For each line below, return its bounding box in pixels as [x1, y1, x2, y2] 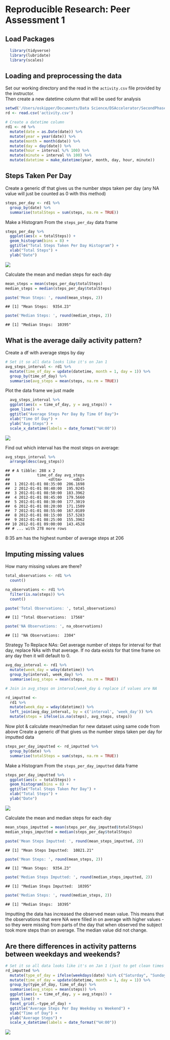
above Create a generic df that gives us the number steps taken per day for [5, 729, 162, 735]
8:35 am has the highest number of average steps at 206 [5, 535, 124, 541]
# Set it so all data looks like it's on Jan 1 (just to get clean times [5, 963, 164, 968]
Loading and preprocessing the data [5, 72, 122, 80]
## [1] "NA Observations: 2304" [5, 633, 76, 638]
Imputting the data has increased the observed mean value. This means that [5, 911, 164, 917]
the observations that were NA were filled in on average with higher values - [5, 916, 164, 922]
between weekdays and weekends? [5, 950, 120, 959]
